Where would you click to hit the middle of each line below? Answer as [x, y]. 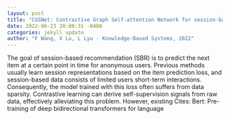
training [18, 109]
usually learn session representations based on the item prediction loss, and [115, 73]
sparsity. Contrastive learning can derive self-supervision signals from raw [112, 94]
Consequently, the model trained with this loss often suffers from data [105, 87]
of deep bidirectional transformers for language [97, 109]
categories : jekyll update [46, 32]
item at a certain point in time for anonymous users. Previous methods [106, 65]
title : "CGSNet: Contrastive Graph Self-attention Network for [99, 20]
